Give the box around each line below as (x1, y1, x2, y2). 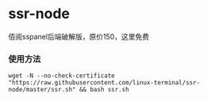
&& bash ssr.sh (79, 86, 129, 94)
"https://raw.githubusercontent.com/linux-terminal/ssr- (8, 79, 201, 87)
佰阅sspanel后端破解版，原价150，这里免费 (8, 32, 150, 41)
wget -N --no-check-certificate (8, 72, 115, 80)
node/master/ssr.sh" (8, 86, 77, 94)
